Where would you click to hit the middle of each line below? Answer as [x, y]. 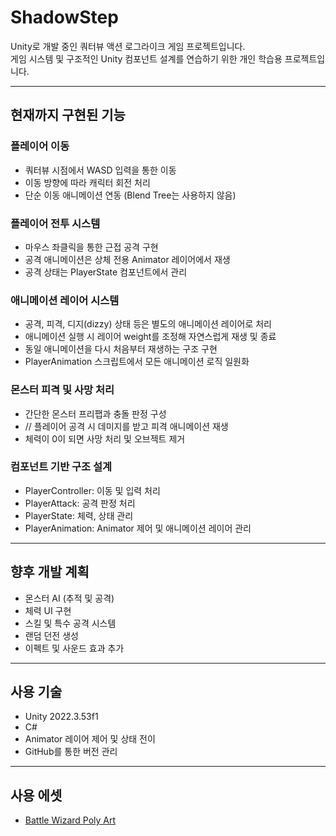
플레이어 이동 [40, 146]
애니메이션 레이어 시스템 [65, 300]
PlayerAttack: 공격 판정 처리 [80, 503]
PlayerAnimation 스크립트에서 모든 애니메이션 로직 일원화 [137, 362]
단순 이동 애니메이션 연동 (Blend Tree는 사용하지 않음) [130, 195]
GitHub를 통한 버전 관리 [71, 752]
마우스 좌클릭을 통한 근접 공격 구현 [91, 247]
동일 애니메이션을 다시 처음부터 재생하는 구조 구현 [121, 349]
